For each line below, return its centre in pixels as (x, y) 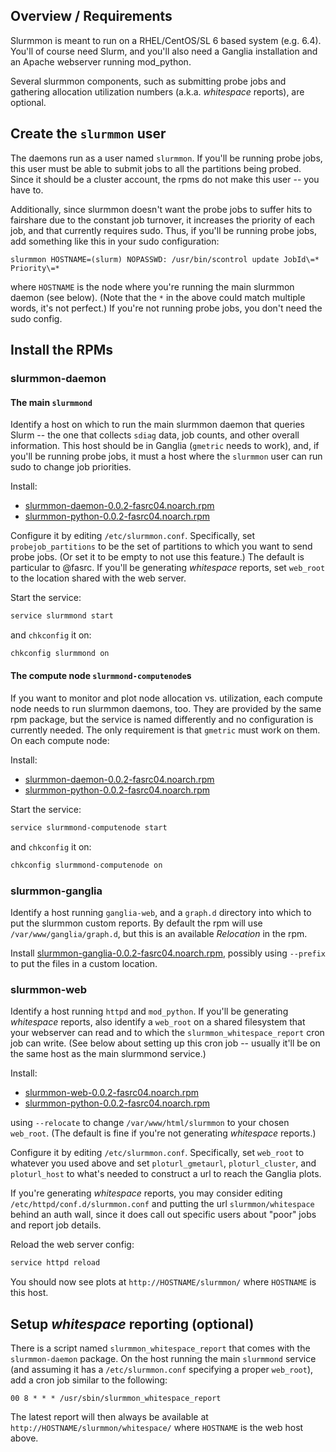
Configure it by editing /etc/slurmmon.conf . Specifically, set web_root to (157, 1153)
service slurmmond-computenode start (89, 828)
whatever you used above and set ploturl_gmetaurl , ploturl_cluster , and (163, 1163)
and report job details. (56, 1225)
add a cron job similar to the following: (89, 1380)
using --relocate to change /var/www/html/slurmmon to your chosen (150, 1123)
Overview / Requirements (91, 16)
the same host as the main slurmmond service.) (108, 1054)
